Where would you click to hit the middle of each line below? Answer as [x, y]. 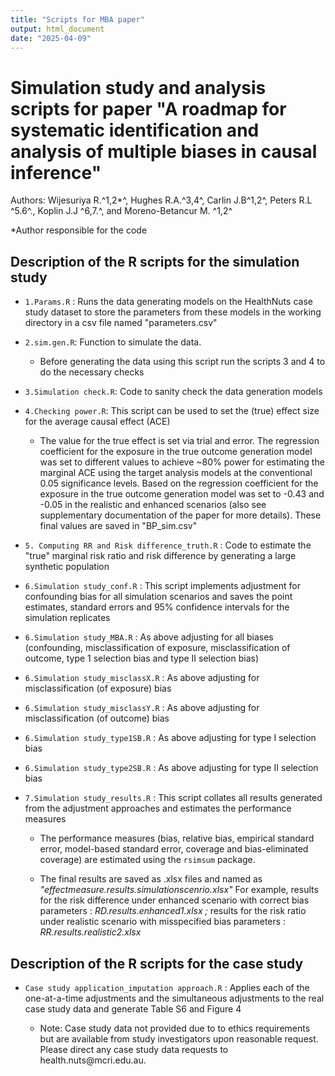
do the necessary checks [92, 372]
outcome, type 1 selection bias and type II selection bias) [142, 658]
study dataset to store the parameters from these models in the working [173, 312]
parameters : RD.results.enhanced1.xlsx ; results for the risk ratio [173, 911]
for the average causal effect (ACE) [97, 422]
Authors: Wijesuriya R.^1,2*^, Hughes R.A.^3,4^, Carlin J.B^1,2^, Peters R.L [161, 200]
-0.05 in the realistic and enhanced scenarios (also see [153, 505]
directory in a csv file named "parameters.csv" [121, 323]
